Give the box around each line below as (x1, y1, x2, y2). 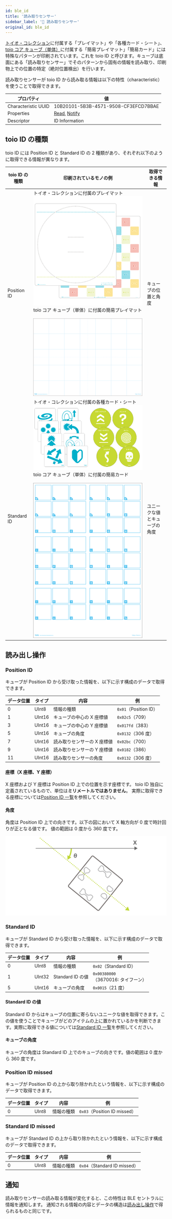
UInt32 (34, 973, 50, 979)
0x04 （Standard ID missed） (79, 1162, 139, 1169)
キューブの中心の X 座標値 (53, 714, 109, 720)
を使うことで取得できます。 (5, 83, 63, 89)
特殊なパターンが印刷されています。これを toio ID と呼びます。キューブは (5, 53, 159, 59)
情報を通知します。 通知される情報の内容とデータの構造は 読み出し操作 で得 (5, 1201, 163, 1208)
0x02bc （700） (117, 738, 149, 745)
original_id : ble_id (5, 25, 50, 30)
